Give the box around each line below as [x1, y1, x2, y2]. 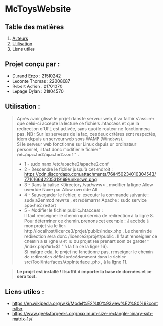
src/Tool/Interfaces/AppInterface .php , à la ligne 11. [24, 259, 128, 265]
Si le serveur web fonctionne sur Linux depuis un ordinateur [16, 141, 137, 147]
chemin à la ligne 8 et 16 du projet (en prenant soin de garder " [24, 238, 149, 244]
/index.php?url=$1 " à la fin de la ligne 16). [24, 243, 108, 249]
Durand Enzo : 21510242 [12, 73, 61, 79]
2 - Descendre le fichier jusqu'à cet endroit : [24, 166, 113, 172]
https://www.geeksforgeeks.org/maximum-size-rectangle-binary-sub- [12, 311, 153, 317]
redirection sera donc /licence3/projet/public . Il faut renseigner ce [24, 233, 158, 239]
